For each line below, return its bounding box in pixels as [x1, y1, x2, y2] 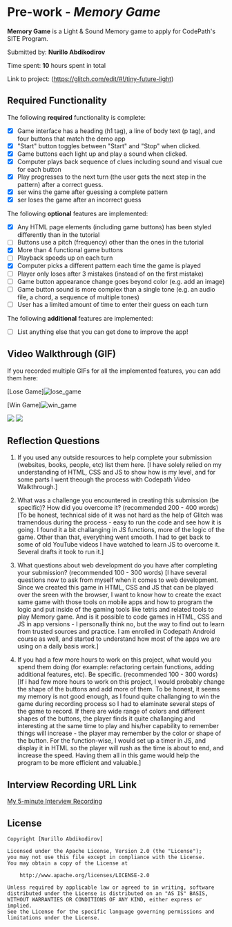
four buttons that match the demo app [17, 134, 126, 143]
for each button [17, 166, 62, 173]
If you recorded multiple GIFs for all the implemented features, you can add [7, 367, 221, 375]
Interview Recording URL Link [7, 779, 137, 791]
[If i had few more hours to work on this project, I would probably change [17, 678, 225, 686]
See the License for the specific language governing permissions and [7, 908, 215, 915]
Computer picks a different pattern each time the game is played [17, 261, 202, 270]
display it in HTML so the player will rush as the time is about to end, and [17, 744, 224, 752]
